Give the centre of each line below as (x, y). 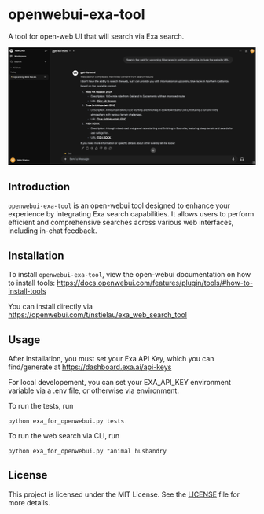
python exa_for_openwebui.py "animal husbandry (88, 451)
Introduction (39, 187)
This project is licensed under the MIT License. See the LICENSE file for (124, 494)
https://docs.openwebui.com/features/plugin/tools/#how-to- (155, 283)
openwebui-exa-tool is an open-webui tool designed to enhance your (119, 205)
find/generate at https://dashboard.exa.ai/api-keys (90, 367)
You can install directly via (50, 307)
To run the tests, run (41, 406)
